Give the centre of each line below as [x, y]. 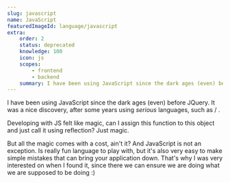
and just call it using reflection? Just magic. [68, 130]
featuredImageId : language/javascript [62, 26]
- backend [46, 77]
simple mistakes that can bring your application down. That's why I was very [115, 158]
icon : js [32, 58]
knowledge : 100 [41, 52]
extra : [16, 32]
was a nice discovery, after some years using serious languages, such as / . [114, 110]
